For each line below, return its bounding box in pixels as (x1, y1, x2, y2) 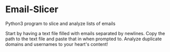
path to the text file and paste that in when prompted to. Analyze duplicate (5, 36, 162, 42)
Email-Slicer (5, 4, 59, 15)
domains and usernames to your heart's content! (5, 41, 109, 47)
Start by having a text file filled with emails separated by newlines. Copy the (5, 30, 165, 36)
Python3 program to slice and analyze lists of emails (5, 20, 116, 27)
